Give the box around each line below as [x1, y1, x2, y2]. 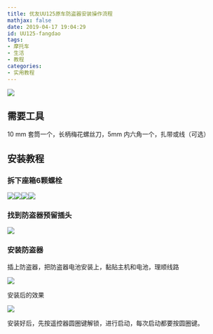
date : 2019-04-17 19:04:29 [7, 23, 86, 30]
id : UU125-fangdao [7, 30, 61, 37]
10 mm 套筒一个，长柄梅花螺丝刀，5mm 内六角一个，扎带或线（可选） [7, 130, 210, 139]
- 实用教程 [7, 69, 35, 76]
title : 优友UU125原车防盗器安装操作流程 [7, 10, 114, 18]
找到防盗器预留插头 [7, 210, 72, 220]
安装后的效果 [7, 290, 44, 299]
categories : [7, 63, 42, 70]
